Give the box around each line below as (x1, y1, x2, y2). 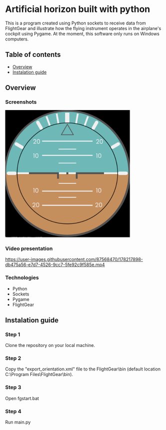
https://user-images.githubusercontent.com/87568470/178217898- (5, 256, 143, 262)
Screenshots (5, 98, 37, 105)
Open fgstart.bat (5, 395, 39, 401)
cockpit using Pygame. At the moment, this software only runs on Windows (5, 30, 160, 36)
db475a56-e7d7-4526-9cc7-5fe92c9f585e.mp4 (5, 261, 105, 268)
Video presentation (5, 245, 53, 252)
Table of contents (5, 50, 61, 59)
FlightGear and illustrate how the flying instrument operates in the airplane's (5, 25, 162, 31)
